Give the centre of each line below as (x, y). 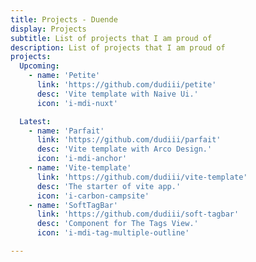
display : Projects (48, 29)
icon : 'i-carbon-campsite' (93, 196)
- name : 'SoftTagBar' (73, 205)
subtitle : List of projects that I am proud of (111, 38)
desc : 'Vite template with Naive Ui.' (117, 94)
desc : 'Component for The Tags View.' (117, 224)
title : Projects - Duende (64, 19)
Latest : (35, 121)
